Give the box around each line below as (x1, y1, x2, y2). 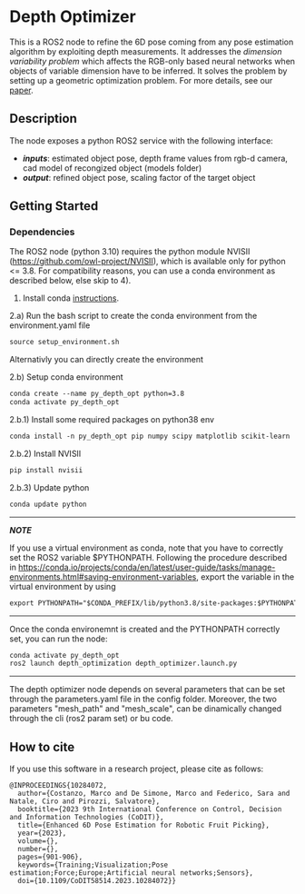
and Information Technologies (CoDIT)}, (9, 813, 165, 822)
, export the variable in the (196, 571, 295, 582)
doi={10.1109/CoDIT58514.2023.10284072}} (17, 877, 177, 886)
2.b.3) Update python (9, 482, 90, 492)
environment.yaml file (9, 320, 91, 331)
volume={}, (17, 837, 59, 846)
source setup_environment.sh (9, 338, 120, 347)
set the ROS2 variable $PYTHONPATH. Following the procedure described (9, 551, 288, 562)
